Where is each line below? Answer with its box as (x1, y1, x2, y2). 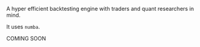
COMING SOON (6, 35, 46, 42)
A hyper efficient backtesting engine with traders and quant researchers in (6, 5, 194, 12)
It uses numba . (6, 23, 40, 30)
